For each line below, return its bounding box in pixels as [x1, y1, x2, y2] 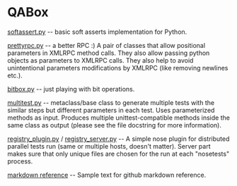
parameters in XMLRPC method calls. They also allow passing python [7, 49, 210, 57]
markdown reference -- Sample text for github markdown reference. [7, 170, 207, 179]
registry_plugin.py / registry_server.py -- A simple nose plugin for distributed [7, 135, 230, 143]
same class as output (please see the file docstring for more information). [7, 120, 221, 129]
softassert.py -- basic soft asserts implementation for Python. [7, 27, 187, 36]
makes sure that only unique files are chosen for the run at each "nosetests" [7, 149, 230, 158]
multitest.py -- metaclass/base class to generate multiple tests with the [7, 98, 214, 106]
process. [7, 156, 33, 166]
